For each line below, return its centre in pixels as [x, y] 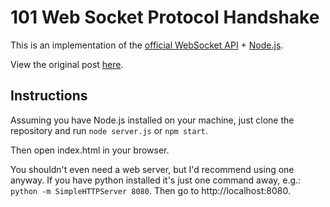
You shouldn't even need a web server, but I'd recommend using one [152, 169]
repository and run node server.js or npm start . [109, 130]
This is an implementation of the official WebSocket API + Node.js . [147, 45]
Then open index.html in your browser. [90, 150]
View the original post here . [67, 64]
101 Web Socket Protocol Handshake [165, 17]
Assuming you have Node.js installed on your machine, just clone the [152, 120]
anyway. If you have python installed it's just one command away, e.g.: [156, 180]
